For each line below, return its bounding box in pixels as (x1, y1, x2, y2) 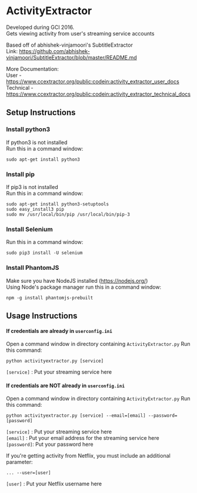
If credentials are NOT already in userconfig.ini (6, 382, 125, 389)
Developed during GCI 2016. (6, 24, 75, 31)
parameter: (6, 459, 34, 466)
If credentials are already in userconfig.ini (6, 327, 113, 334)
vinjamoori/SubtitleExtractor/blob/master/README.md (6, 54, 137, 61)
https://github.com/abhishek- (19, 47, 90, 54)
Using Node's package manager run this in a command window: (6, 283, 162, 290)
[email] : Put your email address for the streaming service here (6, 435, 160, 442)
